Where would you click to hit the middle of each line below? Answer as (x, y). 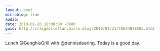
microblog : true (22, 15)
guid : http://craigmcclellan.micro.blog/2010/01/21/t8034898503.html (80, 29)
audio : (12, 19)
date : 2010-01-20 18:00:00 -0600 (41, 24)
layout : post (19, 10)
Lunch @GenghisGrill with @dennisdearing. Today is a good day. (73, 43)
